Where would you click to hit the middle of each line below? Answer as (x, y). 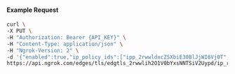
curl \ (16, 24)
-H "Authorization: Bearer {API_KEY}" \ (67, 37)
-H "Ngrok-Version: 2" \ (43, 50)
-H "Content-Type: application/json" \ (65, 44)
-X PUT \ (19, 31)
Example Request (33, 10)
